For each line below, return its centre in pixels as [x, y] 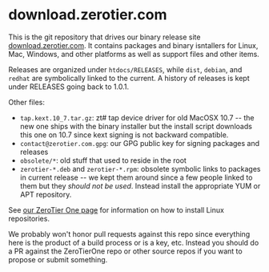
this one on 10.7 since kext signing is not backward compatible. [124, 135]
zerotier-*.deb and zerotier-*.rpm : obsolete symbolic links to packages [140, 168]
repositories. [29, 218]
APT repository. [46, 194]
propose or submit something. [58, 259]
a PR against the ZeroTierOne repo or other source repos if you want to [125, 251]
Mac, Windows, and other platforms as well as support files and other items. [134, 54]
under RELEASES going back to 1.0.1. [69, 87]
